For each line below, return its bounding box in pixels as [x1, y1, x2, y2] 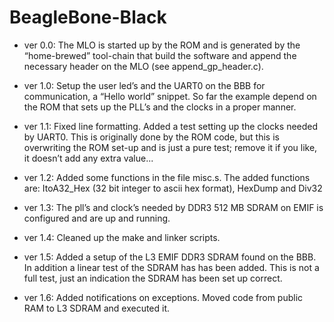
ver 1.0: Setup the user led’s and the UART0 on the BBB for [23, 79, 266, 91]
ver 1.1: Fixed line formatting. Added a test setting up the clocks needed [23, 120, 319, 132]
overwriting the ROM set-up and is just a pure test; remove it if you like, [23, 141, 318, 153]
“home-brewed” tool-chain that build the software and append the [23, 49, 297, 61]
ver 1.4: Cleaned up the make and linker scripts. [23, 231, 221, 243]
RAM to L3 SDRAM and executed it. [23, 302, 171, 314]
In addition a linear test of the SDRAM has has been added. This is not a [23, 261, 320, 273]
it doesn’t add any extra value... [23, 152, 154, 164]
